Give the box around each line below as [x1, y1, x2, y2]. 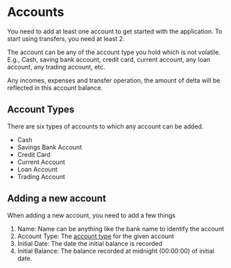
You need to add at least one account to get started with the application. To [7, 27, 223, 35]
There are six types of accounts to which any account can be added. [7, 122, 204, 131]
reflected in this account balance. [7, 83, 103, 92]
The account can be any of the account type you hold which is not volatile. [7, 48, 221, 56]
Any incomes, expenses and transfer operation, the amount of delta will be [7, 76, 221, 84]
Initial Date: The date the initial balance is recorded [17, 239, 163, 247]
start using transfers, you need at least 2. [7, 34, 125, 42]
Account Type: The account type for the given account [17, 232, 175, 240]
